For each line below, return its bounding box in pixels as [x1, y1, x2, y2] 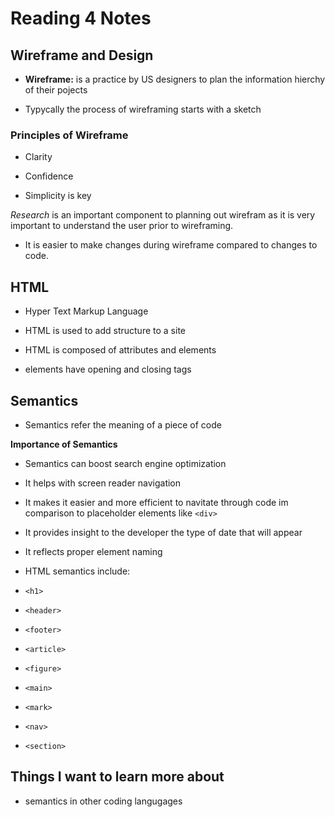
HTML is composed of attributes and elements [24, 344, 217, 356]
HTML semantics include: [24, 565, 131, 577]
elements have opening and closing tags [24, 363, 192, 376]
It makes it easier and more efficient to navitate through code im [24, 496, 289, 508]
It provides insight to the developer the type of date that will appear [24, 526, 303, 538]
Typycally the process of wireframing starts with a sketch [24, 103, 262, 115]
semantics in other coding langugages [24, 795, 183, 807]
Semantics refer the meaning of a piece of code [24, 418, 222, 431]
